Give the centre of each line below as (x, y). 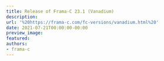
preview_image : (25, 33)
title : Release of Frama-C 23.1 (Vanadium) (60, 11)
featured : (18, 38)
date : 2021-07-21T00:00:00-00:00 (47, 28)
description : (22, 17)
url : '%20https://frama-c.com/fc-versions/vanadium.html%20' (83, 22)
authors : (17, 44)
